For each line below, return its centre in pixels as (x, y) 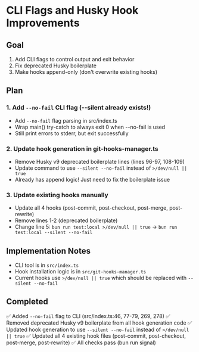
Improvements (43, 23)
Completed (27, 302)
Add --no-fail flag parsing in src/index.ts (66, 120)
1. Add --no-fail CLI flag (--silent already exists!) (79, 108)
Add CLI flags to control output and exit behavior (74, 59)
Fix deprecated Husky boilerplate (56, 66)
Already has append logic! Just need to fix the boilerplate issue (92, 179)
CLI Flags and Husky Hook (72, 10)
